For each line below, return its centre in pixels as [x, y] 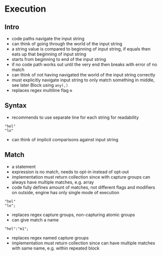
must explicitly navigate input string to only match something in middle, [83, 80]
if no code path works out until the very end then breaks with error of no [84, 64]
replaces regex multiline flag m [42, 90]
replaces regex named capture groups [50, 238]
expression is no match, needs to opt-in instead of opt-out [70, 172]
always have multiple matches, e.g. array [53, 182]
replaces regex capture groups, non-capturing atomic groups [73, 215]
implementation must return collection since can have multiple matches [83, 243]
